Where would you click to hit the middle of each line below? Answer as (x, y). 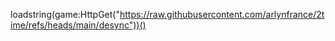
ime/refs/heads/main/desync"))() (78, 25)
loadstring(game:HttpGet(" (65, 14)
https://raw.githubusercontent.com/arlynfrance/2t (222, 14)
